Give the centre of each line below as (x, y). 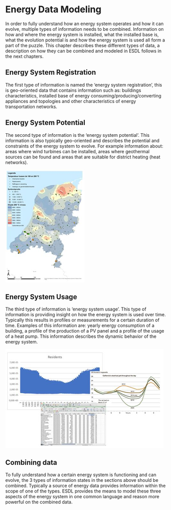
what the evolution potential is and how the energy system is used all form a (85, 40)
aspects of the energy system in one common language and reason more (82, 497)
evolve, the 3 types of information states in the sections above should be (82, 480)
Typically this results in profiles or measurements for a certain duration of (82, 320)
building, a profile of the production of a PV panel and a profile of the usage (85, 331)
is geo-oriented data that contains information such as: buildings (73, 90)
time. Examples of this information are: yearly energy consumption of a (80, 325)
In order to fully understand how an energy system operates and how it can (84, 24)
